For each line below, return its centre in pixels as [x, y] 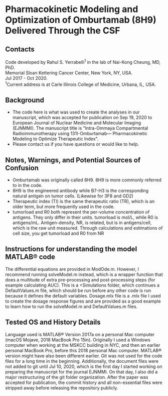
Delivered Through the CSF [63, 31]
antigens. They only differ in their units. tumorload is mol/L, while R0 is [85, 217]
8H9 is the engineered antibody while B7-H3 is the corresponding [80, 190]
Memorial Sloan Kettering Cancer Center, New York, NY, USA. [69, 73]
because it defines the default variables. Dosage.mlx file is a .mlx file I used [83, 295]
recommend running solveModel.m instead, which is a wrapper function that [84, 274]
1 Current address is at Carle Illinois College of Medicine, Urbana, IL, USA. [81, 84]
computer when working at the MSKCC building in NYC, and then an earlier [83, 345]
